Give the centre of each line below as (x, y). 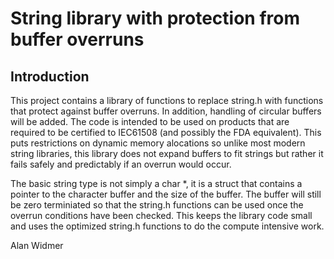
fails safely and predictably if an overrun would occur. (121, 164)
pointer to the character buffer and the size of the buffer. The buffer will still (166, 194)
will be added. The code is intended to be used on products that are (150, 121)
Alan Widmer (37, 245)
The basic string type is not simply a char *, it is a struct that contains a (156, 183)
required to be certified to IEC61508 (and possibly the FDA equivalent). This (166, 132)
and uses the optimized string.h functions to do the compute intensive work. (167, 226)
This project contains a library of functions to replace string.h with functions (167, 100)
